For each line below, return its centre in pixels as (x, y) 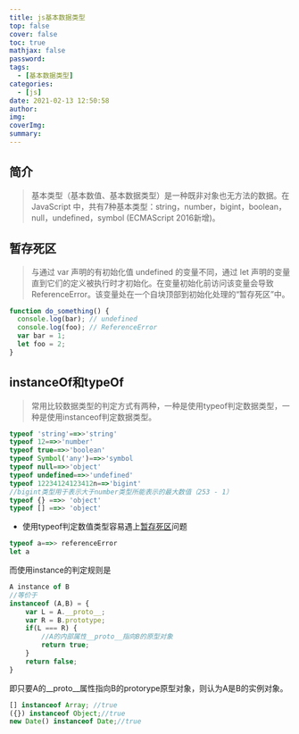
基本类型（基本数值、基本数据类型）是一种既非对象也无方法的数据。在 (160, 195)
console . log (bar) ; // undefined (78, 319)
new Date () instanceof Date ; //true (75, 721)
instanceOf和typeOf (67, 383)
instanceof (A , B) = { (50, 604)
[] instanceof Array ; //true (63, 705)
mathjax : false (37, 51)
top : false (29, 26)
